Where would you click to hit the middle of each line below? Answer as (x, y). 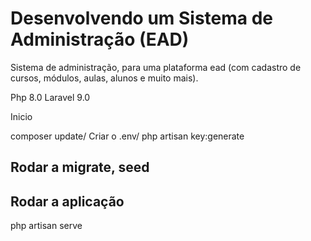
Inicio (21, 116)
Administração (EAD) (100, 39)
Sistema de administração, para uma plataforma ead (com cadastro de (156, 67)
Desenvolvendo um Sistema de (142, 18)
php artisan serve (46, 226)
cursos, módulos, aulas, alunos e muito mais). (104, 78)
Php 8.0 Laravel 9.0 (50, 97)
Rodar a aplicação (67, 201)
